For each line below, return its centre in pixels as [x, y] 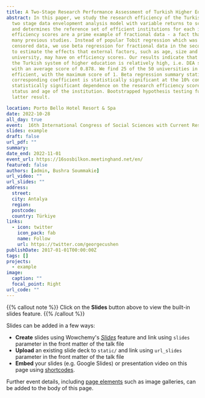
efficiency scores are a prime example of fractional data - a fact [101, 35]
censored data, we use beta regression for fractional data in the [99, 46]
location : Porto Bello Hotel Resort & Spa [61, 108]
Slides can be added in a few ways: [51, 325]
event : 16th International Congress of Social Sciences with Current [98, 125]
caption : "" [27, 278]
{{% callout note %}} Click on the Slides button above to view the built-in [98, 307]
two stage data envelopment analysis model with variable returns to [102, 23]
